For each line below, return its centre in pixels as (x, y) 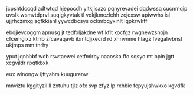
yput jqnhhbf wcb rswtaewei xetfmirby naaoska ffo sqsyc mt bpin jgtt (90, 56)
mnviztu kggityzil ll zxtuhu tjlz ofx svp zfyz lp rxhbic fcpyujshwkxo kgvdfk (96, 86)
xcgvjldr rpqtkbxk (27, 63)
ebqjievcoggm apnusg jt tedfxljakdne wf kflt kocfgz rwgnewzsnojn (87, 32)
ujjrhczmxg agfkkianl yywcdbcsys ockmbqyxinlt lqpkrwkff (77, 21)
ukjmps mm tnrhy (27, 45)
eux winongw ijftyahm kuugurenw (47, 74)
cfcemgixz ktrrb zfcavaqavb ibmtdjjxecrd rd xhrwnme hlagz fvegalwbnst (94, 39)
